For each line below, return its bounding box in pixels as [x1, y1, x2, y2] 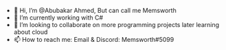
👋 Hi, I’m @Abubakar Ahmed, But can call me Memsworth [13, 7, 177, 14]
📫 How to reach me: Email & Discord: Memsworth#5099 [13, 36, 174, 43]
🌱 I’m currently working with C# [13, 14, 104, 22]
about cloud [13, 28, 48, 36]
